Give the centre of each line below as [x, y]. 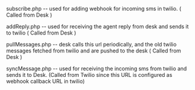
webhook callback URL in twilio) [46, 81]
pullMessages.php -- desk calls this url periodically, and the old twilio [92, 44]
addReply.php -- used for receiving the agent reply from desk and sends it [97, 27]
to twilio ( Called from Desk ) [41, 33]
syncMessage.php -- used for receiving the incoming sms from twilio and [97, 69]
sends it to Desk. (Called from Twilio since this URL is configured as [89, 75]
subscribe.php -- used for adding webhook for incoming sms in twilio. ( [94, 9]
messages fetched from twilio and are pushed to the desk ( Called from [94, 51]
